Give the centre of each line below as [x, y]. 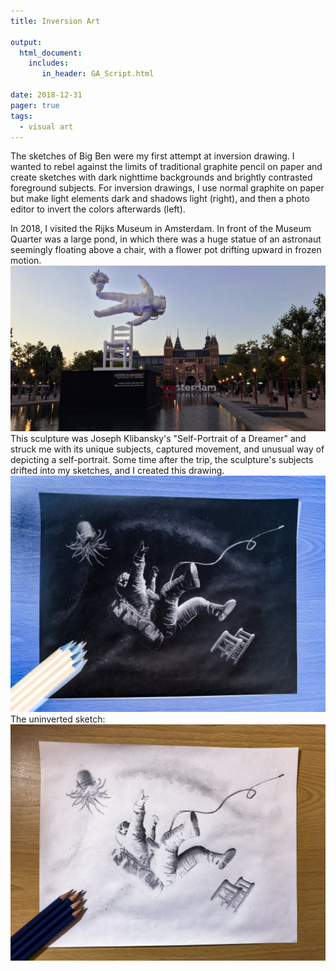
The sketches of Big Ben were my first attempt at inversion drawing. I [152, 156]
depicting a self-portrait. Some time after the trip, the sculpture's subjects [162, 459]
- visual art [46, 126]
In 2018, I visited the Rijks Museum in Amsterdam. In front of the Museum [161, 229]
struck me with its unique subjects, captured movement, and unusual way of [167, 449]
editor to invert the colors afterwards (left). [98, 209]
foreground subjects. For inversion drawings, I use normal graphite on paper [167, 188]
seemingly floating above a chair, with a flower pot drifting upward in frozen [166, 250]
